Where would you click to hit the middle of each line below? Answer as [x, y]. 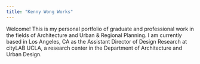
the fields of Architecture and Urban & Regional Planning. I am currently [94, 35]
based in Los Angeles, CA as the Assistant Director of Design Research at [96, 41]
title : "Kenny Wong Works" [40, 12]
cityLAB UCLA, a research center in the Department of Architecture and [94, 48]
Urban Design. [24, 54]
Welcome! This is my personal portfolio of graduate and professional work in [100, 29]
